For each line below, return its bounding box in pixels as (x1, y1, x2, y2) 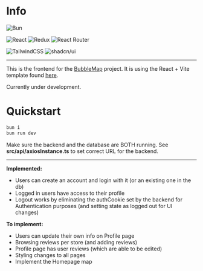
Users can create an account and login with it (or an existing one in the (14, 177, 192, 184)
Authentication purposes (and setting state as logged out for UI (14, 202, 173, 209)
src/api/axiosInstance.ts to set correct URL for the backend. (6, 147, 159, 155)
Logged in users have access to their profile (14, 189, 125, 197)
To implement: (6, 220, 43, 227)
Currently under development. (6, 83, 82, 90)
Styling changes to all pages (14, 251, 86, 258)
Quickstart (6, 105, 62, 119)
